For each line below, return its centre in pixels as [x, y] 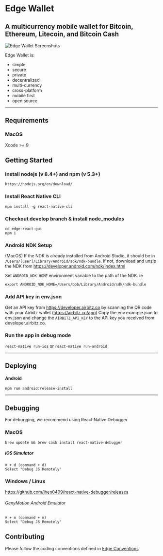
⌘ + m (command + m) [26, 518]
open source [25, 101]
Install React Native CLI [33, 197]
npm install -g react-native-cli [39, 206]
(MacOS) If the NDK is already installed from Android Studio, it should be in [80, 256]
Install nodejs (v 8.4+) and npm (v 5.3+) [53, 174]
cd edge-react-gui [24, 229]
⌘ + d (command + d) [26, 465]
